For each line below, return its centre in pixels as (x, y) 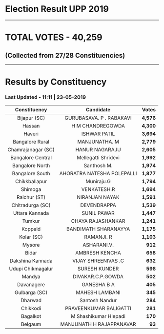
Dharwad (31, 300)
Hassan (31, 126)
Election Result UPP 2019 (57, 9)
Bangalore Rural (31, 142)
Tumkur (31, 221)
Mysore (31, 245)
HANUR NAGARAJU (98, 150)
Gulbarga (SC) (31, 292)
